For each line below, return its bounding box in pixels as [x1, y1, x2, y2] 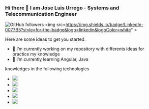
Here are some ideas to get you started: [5, 36, 86, 42]
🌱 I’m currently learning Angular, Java [12, 56, 89, 62]
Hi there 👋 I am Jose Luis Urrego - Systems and [5, 4, 119, 11]
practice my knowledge [12, 51, 60, 57]
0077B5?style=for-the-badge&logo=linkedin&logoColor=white [5, 27, 131, 33]
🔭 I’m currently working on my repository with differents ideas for [12, 46, 145, 52]
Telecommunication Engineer [5, 10, 77, 17]
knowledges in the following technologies [5, 66, 89, 72]
